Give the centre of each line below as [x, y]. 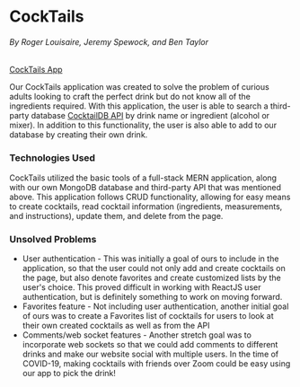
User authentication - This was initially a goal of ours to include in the [150, 259]
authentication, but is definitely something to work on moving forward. [152, 296]
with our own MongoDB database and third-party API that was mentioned [145, 187]
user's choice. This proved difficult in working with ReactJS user [141, 287]
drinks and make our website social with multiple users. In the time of [150, 354]
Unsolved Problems [53, 239]
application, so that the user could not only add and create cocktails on [154, 268]
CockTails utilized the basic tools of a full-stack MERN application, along [143, 178]
